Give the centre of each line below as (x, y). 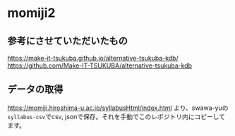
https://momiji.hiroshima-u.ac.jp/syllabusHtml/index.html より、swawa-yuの (118, 108)
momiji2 (31, 13)
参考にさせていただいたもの (68, 41)
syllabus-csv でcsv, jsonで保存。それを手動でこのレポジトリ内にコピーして (116, 116)
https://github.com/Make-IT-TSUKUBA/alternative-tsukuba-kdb (100, 66)
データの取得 (35, 89)
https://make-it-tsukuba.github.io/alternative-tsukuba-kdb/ (93, 58)
